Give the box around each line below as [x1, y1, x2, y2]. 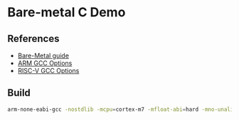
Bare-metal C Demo [7, 4, 126, 21]
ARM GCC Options [17, 59, 73, 67]
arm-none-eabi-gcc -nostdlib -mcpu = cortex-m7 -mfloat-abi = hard [7, 106, 199, 113]
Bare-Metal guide [17, 51, 70, 60]
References [7, 33, 60, 45]
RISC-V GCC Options [17, 67, 80, 75]
